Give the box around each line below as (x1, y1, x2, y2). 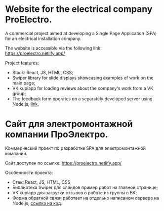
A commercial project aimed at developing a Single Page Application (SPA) (5, 30, 157, 36)
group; (12, 90, 26, 96)
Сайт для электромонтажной (5, 119, 133, 129)
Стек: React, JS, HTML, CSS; (12, 179, 72, 185)
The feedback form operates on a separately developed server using (12, 95, 153, 102)
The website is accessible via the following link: (5, 45, 102, 51)
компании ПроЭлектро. (5, 129, 108, 140)
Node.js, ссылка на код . (12, 200, 63, 206)
